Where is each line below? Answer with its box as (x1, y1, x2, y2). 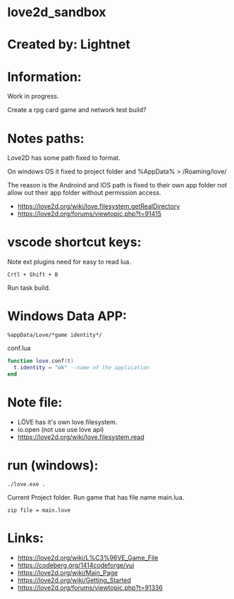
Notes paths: (7, 130, 85, 147)
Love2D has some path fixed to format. (7, 154, 121, 162)
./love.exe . (7, 481, 46, 488)
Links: (7, 530, 44, 546)
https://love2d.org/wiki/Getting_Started (17, 576, 132, 584)
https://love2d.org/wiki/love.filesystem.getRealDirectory (17, 202, 180, 211)
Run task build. (7, 283, 51, 292)
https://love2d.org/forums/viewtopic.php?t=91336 (17, 583, 164, 592)
